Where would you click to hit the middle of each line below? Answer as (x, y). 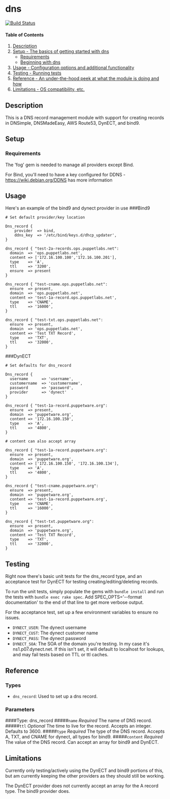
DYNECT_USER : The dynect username (49, 628)
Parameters (20, 709)
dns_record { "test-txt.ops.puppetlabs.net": (54, 320)
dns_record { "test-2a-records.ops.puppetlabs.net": (62, 249)
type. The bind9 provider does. (38, 791)
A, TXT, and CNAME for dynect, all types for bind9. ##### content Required (84, 737)
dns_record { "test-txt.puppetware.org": (50, 522)
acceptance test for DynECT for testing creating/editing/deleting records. (82, 582)
